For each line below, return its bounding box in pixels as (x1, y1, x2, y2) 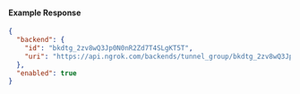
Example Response (8, 7, 81, 18)
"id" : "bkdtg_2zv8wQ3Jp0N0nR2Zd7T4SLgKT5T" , (24, 43, 193, 53)
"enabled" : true (16, 68, 77, 78)
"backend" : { (16, 36, 65, 45)
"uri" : (24, 52, 49, 61)
